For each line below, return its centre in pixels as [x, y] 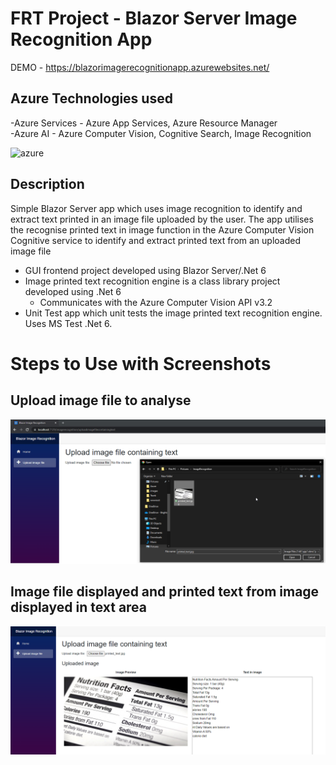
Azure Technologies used [91, 98]
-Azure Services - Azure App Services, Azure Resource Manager [144, 123]
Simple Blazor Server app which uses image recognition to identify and [156, 208]
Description [47, 184]
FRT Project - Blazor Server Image [154, 18]
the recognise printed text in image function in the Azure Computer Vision [162, 229]
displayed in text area [79, 607]
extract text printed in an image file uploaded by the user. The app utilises [162, 219]
